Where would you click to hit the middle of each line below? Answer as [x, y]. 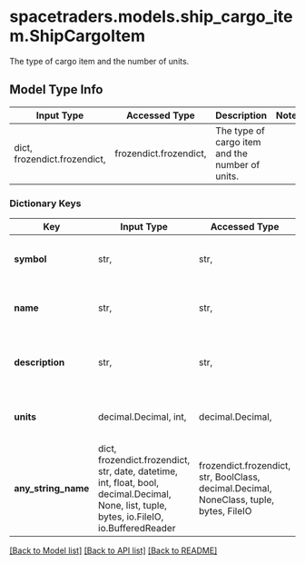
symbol [30, 259]
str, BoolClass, [229, 477]
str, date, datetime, [138, 471]
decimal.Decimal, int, [143, 417]
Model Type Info [56, 89]
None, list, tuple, [133, 506]
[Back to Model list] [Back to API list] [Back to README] [113, 550]
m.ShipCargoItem [77, 36]
